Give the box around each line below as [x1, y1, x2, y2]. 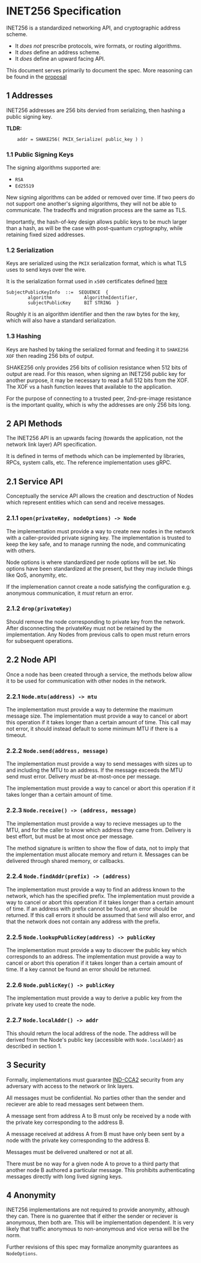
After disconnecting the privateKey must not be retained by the [6, 624, 162, 631]
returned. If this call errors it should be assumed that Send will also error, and [6, 911, 195, 918]
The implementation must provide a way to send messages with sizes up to [6, 760, 193, 768]
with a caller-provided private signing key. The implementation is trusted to [6, 534, 191, 541]
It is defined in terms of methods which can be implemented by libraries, [6, 453, 185, 460]
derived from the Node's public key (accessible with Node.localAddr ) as [6, 1036, 184, 1043]
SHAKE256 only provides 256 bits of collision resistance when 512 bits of [6, 363, 188, 371]
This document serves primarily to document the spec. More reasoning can [6, 66, 193, 74]
